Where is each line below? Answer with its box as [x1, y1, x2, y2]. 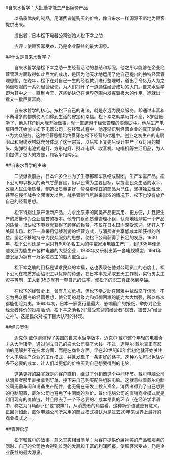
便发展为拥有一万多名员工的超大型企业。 [5, 254, 90, 260]
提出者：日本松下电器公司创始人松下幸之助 [14, 32, 103, 38]
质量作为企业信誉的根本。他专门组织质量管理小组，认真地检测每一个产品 [14, 216, 165, 222]
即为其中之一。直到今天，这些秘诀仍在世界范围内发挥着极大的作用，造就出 [5, 90, 160, 96]
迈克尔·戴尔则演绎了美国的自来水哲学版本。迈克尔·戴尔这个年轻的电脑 [14, 335, 159, 341]
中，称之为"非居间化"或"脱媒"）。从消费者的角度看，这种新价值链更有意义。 [5, 403, 162, 408]
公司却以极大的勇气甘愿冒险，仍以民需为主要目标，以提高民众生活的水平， [9, 180, 165, 185]
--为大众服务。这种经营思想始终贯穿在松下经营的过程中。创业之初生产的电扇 [5, 132, 164, 138]
